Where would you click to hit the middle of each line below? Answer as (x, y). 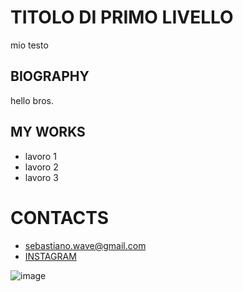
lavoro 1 (40, 156)
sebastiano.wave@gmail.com (85, 245)
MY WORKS (48, 132)
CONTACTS (60, 217)
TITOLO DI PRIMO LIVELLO (122, 17)
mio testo (29, 45)
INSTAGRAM (50, 256)
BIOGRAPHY (50, 76)
